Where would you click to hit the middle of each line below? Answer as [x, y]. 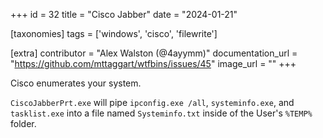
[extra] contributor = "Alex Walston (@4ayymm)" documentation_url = [154, 53]
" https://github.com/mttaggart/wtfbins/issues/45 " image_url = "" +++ [153, 63]
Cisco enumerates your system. [76, 83]
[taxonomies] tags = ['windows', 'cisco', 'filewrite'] [114, 33]
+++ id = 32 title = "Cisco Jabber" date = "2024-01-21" [124, 14]
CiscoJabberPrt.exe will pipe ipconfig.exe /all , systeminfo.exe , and [152, 102]
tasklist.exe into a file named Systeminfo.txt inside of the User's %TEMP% [161, 113]
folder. [23, 123]
